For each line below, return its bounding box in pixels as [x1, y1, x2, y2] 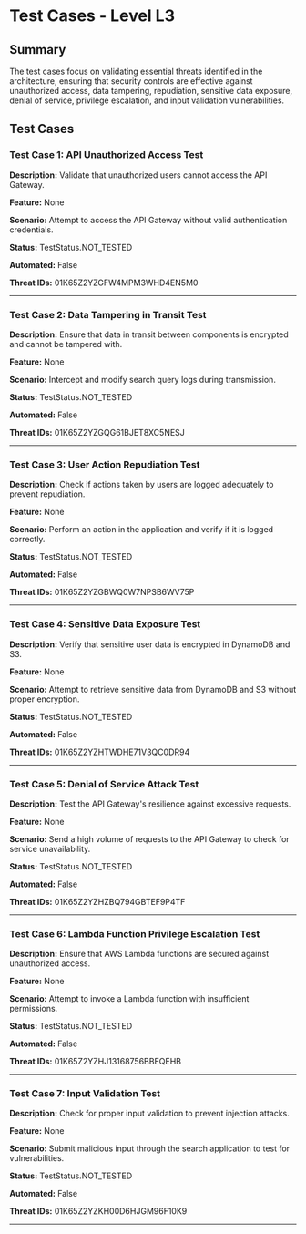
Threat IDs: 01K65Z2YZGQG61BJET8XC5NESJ [9, 427, 185, 437]
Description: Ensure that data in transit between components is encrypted [9, 329, 289, 340]
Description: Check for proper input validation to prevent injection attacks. [9, 1108, 290, 1119]
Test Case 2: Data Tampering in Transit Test [9, 308, 207, 321]
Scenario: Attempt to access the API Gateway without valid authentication [9, 214, 288, 225]
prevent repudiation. [9, 488, 86, 499]
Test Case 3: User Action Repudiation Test [9, 458, 200, 470]
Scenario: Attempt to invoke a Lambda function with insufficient [9, 993, 250, 1004]
